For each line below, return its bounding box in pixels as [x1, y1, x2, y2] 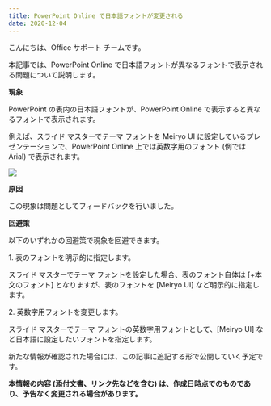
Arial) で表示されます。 [8, 151, 85, 161]
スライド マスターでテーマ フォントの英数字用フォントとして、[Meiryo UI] [8, 324, 255, 333]
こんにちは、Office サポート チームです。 [8, 42, 146, 52]
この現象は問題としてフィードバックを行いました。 [8, 201, 179, 211]
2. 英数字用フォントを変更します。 [8, 307, 123, 316]
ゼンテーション [8, 141, 58, 151]
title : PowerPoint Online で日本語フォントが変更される [8, 11, 184, 20]
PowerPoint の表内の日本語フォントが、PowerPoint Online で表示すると [8, 104, 247, 114]
